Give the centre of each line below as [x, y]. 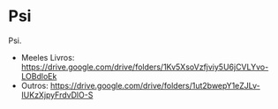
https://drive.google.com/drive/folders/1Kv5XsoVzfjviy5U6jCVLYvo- [145, 67]
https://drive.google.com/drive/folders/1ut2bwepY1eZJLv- [156, 85]
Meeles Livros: [48, 57]
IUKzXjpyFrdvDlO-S [57, 95]
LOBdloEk [39, 76]
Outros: [35, 85]
